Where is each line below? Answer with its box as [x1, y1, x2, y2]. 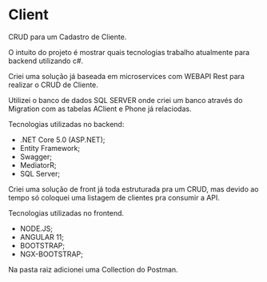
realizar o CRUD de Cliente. [8, 80, 98, 89]
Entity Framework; [19, 143, 81, 153]
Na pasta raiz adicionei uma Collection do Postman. [8, 264, 178, 274]
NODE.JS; [19, 224, 54, 233]
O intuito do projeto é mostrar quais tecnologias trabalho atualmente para [8, 47, 250, 57]
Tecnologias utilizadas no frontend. [8, 208, 125, 217]
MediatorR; [19, 160, 57, 169]
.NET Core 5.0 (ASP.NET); [19, 134, 106, 145]
